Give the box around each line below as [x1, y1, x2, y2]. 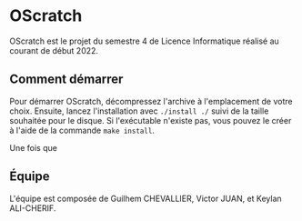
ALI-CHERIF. [9, 202, 56, 214]
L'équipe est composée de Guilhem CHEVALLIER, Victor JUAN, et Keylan [9, 193, 282, 204]
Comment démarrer [9, 72, 124, 87]
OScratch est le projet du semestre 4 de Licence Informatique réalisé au [9, 35, 279, 46]
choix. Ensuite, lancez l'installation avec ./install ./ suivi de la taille [9, 105, 269, 116]
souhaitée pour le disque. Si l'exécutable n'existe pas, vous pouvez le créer [9, 115, 292, 126]
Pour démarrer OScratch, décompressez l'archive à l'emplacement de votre [9, 95, 293, 106]
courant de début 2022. [9, 45, 98, 55]
